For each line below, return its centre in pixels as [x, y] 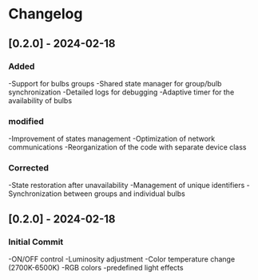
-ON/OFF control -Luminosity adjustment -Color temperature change [122, 259]
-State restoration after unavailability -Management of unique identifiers [127, 186]
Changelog [46, 14]
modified [26, 121]
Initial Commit [36, 242]
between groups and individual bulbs [124, 194]
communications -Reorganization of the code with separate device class [127, 147]
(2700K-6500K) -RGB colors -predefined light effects [96, 268]
